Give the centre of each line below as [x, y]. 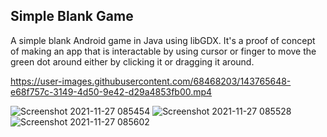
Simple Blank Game [72, 16]
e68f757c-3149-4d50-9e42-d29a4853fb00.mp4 [111, 91]
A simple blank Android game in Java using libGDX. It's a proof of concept [163, 40]
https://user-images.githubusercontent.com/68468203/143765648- [151, 81]
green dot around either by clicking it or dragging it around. [132, 61]
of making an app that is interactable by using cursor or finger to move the [163, 51]
